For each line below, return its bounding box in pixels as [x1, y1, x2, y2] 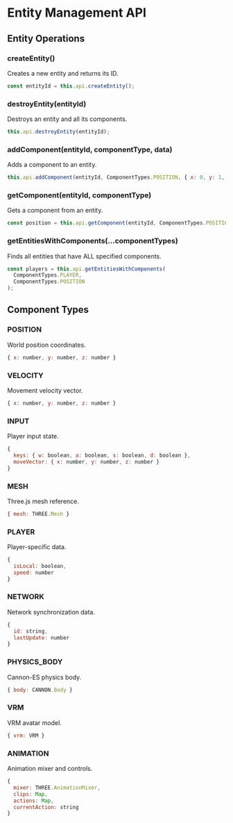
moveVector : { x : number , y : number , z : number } [13, 458, 159, 465]
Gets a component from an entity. [7, 206, 103, 215]
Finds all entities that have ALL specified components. [7, 252, 162, 260]
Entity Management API [7, 5, 147, 21]
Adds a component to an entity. [7, 161, 97, 169]
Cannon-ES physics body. [7, 673, 82, 681]
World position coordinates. [7, 341, 87, 349]
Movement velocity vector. [7, 386, 83, 394]
